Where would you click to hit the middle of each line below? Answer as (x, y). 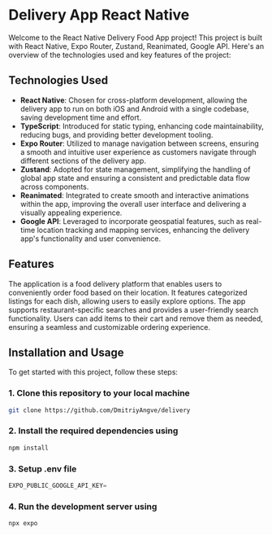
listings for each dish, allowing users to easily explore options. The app (127, 301)
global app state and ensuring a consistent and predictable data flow (135, 178)
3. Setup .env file (43, 468)
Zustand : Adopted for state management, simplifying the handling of (135, 169)
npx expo (23, 524)
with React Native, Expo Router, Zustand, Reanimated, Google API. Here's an (136, 46)
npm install (28, 448)
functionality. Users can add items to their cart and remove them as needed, (136, 318)
